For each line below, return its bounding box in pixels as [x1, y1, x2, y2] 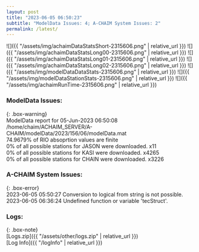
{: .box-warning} [6, 110, 47, 117]
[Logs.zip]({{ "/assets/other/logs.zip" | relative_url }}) [6, 233, 139, 240]
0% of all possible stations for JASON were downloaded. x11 [6, 142, 157, 149]
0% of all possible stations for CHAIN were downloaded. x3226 [6, 155, 165, 163]
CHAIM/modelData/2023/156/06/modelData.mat [6, 129, 127, 137]
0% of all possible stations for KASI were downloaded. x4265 [6, 149, 160, 156]
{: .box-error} [6, 184, 39, 191]
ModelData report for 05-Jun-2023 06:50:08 [6, 117, 118, 124]
